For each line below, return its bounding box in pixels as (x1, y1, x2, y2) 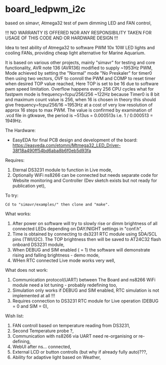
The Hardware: (5, 127, 36, 133)
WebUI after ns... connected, (12, 344, 72, 350)
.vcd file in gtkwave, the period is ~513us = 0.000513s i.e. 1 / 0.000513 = (5, 112, 153, 118)
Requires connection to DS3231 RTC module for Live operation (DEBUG (12, 298, 159, 304)
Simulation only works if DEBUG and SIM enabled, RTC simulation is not (12, 287, 160, 293)
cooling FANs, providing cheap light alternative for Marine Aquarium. (5, 50, 146, 56)
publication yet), (12, 183, 46, 189)
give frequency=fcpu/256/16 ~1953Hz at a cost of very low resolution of (5, 102, 153, 108)
